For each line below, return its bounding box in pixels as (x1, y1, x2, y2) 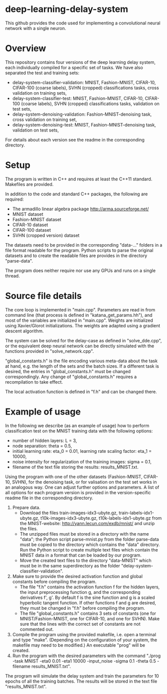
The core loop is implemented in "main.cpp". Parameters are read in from (5, 306, 156, 312)
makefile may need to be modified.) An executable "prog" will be (12, 642, 146, 648)
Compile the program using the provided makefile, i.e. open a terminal (12, 631, 156, 637)
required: (5, 196, 24, 202)
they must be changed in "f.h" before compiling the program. (19, 605, 146, 611)
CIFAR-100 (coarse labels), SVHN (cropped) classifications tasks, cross (12, 85, 160, 91)
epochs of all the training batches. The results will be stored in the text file (5, 678, 158, 684)
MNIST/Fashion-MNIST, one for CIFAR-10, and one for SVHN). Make (19, 615, 160, 621)
